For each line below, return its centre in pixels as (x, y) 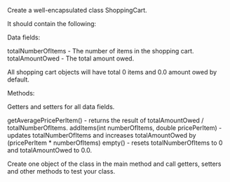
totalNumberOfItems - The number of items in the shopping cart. (101, 51)
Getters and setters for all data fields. (61, 107)
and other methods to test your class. (61, 171)
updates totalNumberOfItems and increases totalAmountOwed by (102, 135)
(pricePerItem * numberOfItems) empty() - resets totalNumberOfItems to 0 (115, 143)
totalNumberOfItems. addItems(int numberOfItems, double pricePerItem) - (115, 128)
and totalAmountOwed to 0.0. (50, 150)
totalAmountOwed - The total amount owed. (71, 58)
